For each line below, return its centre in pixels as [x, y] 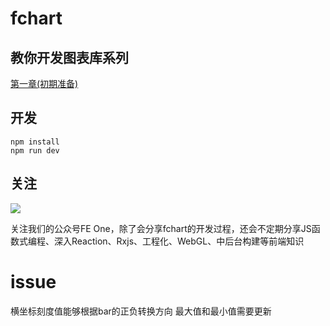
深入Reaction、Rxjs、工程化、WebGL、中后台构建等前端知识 [179, 241]
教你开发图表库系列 [69, 57]
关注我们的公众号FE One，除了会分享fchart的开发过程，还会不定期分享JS [161, 228]
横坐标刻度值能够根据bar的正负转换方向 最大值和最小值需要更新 [141, 311]
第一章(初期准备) [44, 83]
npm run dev [35, 150]
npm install [35, 142]
